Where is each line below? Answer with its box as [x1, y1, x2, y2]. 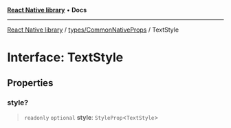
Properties [7, 77, 54, 89]
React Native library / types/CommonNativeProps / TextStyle [7, 25, 179, 34]
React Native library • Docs [7, 6, 87, 14]
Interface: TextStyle [7, 50, 124, 65]
